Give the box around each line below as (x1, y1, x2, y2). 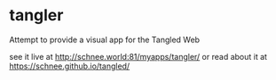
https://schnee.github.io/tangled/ (9, 61, 130, 71)
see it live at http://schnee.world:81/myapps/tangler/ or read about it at (9, 51, 268, 62)
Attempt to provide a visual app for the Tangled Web (9, 34, 201, 45)
